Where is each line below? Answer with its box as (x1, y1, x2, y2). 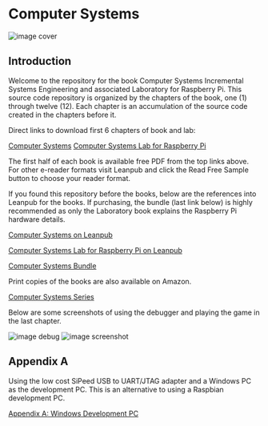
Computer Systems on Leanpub (8, 230, 114, 239)
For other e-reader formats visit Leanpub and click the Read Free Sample (8, 165, 250, 175)
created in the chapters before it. (8, 110, 117, 119)
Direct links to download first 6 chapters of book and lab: (8, 125, 196, 135)
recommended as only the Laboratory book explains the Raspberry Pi (8, 206, 238, 215)
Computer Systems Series (8, 291, 94, 301)
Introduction (8, 54, 72, 68)
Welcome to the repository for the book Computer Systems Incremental (8, 75, 244, 85)
